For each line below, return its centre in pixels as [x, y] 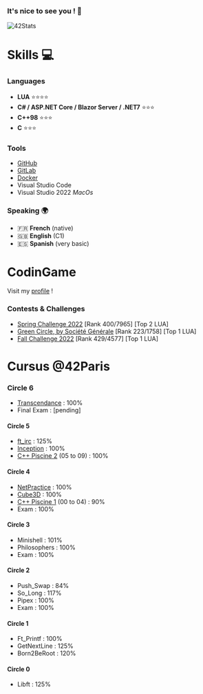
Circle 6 [21, 388]
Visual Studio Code [44, 185]
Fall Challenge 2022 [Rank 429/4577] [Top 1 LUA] [87, 338]
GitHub [27, 163]
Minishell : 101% [40, 540]
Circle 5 [18, 425]
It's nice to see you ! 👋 [45, 11]
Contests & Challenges [46, 309]
